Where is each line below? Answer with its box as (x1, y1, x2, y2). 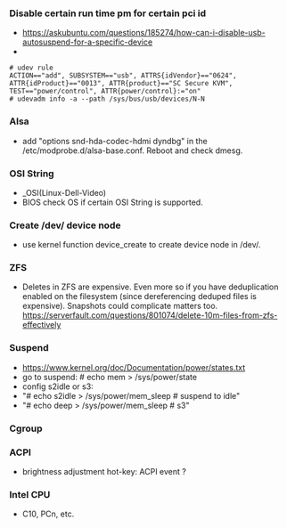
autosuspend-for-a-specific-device (21, 37, 153, 47)
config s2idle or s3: (21, 381, 94, 392)
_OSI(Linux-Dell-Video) (21, 187, 107, 198)
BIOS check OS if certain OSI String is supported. (21, 197, 203, 207)
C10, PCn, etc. (21, 508, 75, 519)
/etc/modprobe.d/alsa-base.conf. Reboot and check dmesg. (21, 145, 243, 156)
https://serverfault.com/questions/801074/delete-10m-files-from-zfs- (21, 310, 278, 321)
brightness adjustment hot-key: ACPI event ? (21, 467, 187, 476)
